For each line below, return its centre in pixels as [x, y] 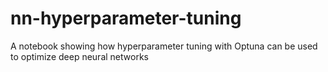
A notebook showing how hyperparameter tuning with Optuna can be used [164, 46]
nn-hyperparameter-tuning [126, 18]
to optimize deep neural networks [79, 56]
